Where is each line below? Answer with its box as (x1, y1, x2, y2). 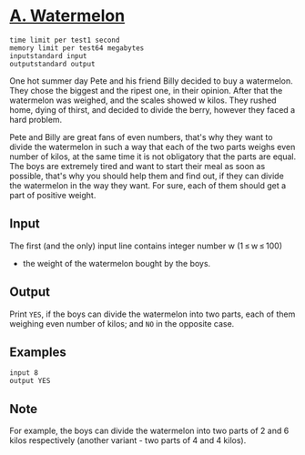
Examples (9, 344, 66, 359)
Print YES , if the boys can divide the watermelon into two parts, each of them (9, 308, 296, 319)
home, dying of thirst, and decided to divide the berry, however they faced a (9, 104, 296, 115)
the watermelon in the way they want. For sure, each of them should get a (9, 179, 287, 191)
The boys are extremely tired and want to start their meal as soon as (9, 160, 266, 171)
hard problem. (9, 114, 63, 125)
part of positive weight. (9, 189, 97, 200)
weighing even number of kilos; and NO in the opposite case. (9, 318, 235, 329)
